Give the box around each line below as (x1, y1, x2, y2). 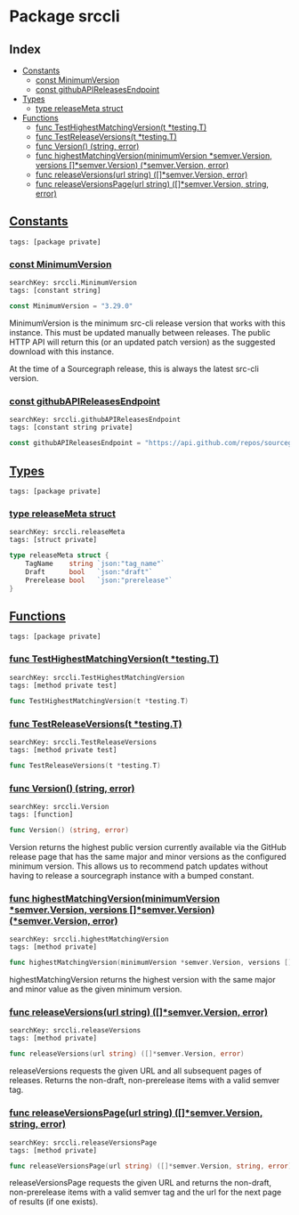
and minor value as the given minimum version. (9, 984, 182, 994)
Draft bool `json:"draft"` (25, 568, 153, 577)
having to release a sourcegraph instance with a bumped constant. (9, 870, 255, 880)
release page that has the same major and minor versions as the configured (9, 851, 287, 862)
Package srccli (9, 6, 120, 27)
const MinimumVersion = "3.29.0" (9, 302, 133, 311)
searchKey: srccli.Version (9, 803, 109, 812)
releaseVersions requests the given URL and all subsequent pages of (9, 1065, 263, 1076)
